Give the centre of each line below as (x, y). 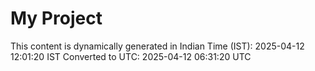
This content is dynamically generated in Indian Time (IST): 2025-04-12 (157, 46)
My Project (56, 18)
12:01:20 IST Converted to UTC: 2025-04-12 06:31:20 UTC (131, 56)
